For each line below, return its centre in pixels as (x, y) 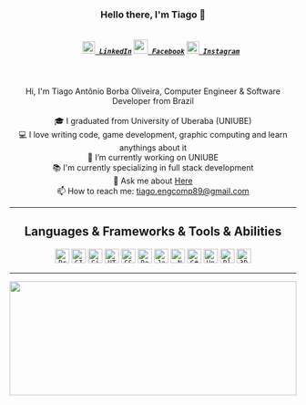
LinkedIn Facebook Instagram (169, 51)
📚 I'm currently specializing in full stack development (153, 167)
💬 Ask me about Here (153, 181)
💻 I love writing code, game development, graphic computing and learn (153, 134)
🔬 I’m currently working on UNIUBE (153, 157)
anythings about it (153, 147)
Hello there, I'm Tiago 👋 (153, 15)
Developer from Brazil (153, 100)
